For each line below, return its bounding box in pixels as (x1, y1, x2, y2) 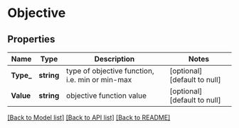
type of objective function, (66, 66, 154, 76)
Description (94, 54, 135, 64)
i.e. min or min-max (66, 75, 132, 84)
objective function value (66, 91, 147, 100)
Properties (7, 33, 55, 45)
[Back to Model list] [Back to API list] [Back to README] (7, 113, 171, 122)
